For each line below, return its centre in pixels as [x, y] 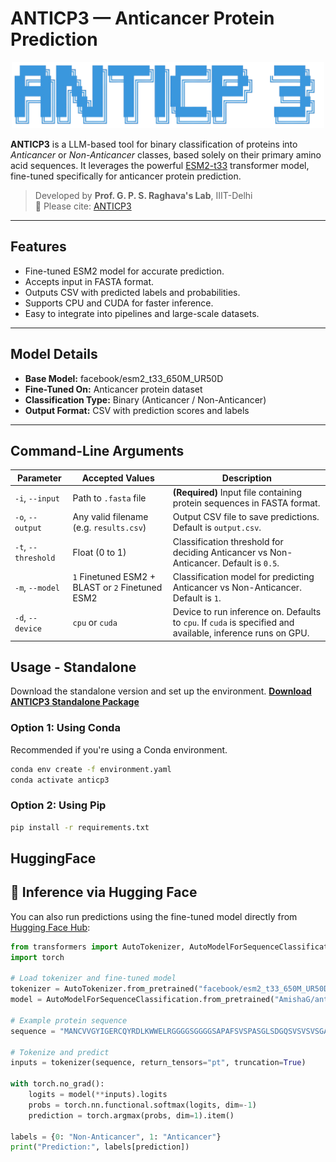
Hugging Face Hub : [50, 927]
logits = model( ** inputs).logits [98, 1095]
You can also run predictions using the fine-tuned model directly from [154, 916]
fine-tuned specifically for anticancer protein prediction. [126, 176]
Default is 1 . [197, 598]
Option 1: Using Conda [65, 728]
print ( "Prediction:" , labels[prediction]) [100, 1147]
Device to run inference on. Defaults [247, 612]
